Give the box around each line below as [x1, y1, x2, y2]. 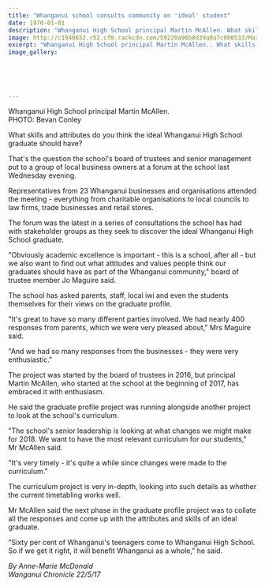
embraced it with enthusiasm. [8, 387, 105, 397]
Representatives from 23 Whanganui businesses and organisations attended [8, 186, 256, 196]
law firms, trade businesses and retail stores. [8, 203, 154, 213]
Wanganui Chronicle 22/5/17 [8, 570, 101, 579]
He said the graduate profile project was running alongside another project [8, 402, 251, 412]
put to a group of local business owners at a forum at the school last [8, 163, 230, 172]
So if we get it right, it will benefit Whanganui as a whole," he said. [8, 546, 223, 555]
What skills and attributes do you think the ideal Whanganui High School [8, 130, 243, 140]
